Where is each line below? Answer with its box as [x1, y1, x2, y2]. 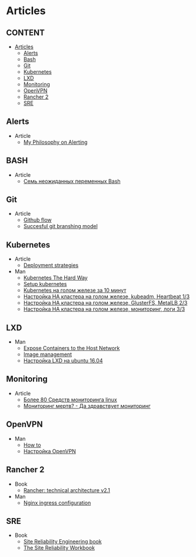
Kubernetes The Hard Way [23, 274, 88, 281]
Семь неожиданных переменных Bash [23, 177, 121, 184]
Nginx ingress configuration [23, 499, 91, 506]
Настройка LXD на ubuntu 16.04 [23, 357, 103, 364]
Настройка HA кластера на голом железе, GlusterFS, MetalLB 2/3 [23, 299, 188, 306]
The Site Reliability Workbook [23, 544, 95, 552]
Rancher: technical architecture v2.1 [23, 486, 111, 493]
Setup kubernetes [23, 281, 67, 288]
